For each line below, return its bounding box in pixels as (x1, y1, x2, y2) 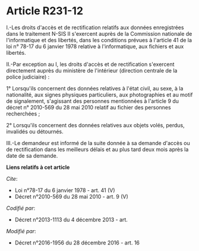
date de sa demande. (6, 152, 58, 159)
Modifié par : (6, 227, 37, 234)
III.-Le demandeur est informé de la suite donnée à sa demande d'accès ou (6, 139, 190, 146)
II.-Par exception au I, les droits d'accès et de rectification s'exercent (6, 61, 175, 68)
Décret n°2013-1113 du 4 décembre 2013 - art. (14, 216, 128, 223)
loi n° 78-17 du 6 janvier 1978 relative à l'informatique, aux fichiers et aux (6, 43, 184, 50)
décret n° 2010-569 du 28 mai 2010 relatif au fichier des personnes (6, 103, 171, 111)
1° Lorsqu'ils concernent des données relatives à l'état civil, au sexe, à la (6, 84, 184, 92)
